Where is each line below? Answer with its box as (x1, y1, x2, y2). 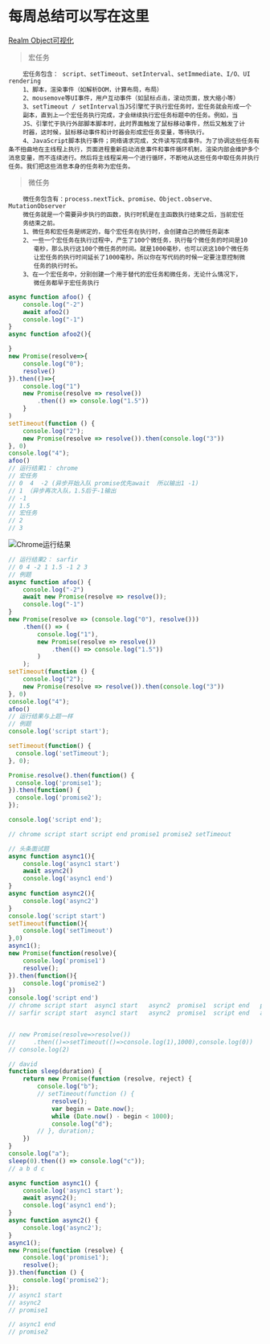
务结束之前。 (22, 219, 59, 227)
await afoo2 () (22, 308, 70, 316)
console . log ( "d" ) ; (51, 1120, 113, 1128)
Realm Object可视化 (8, 35, 74, 45)
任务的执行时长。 (33, 262, 82, 270)
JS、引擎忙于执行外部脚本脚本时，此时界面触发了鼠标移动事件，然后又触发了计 (22, 120, 246, 128)
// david (8, 1060, 38, 1068)
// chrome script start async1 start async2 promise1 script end (8, 1002, 250, 1010)
